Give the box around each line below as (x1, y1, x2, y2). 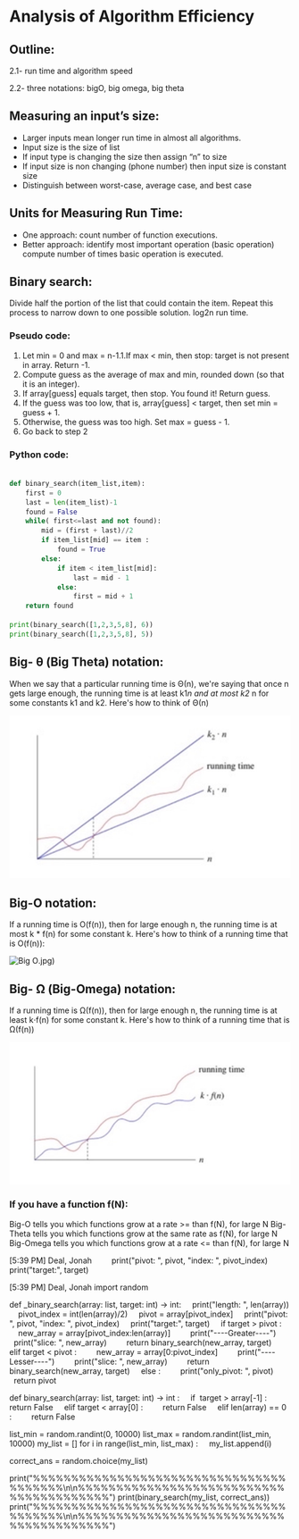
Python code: (9, 448, 70, 461)
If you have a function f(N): (9, 1199, 129, 1211)
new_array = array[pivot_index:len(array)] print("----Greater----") (17, 1327, 277, 1338)
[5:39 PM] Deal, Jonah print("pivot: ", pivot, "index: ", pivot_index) (9, 1255, 269, 1266)
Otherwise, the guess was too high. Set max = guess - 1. (21, 416, 230, 427)
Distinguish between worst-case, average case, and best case (21, 180, 253, 190)
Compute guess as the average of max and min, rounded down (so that (21, 369, 285, 380)
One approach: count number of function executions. (21, 230, 219, 240)
